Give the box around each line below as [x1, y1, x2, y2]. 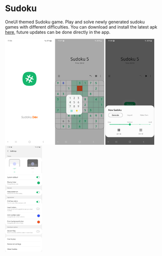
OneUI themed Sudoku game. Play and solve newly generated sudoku [5, 19, 145, 25]
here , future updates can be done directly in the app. [5, 29, 111, 35]
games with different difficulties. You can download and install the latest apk [5, 24, 158, 30]
